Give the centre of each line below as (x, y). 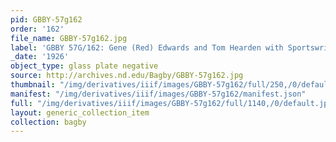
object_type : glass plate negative (84, 66)
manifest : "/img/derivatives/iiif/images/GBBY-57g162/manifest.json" (158, 94)
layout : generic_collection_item (80, 112)
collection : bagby (48, 122)
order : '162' (37, 29)
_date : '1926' (40, 57)
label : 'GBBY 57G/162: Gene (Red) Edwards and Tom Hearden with (147, 47)
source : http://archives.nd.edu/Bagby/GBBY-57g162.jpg (127, 76)
